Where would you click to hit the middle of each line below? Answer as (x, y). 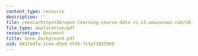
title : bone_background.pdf (41, 38)
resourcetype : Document (35, 33)
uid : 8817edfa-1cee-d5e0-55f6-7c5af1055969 (60, 44)
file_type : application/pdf (41, 28)
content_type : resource (35, 11)
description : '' (26, 17)
